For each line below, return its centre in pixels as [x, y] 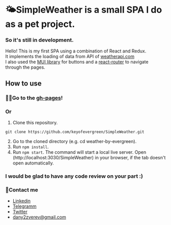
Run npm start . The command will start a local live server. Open [79, 152]
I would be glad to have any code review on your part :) [74, 176]
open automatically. [33, 163]
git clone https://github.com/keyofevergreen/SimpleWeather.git [75, 132]
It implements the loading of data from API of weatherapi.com [70, 57]
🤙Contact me [22, 190]
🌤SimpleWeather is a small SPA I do [84, 10]
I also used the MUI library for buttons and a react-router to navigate [77, 62]
